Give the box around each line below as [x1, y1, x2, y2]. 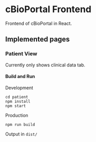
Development [5, 85, 34, 91]
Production [5, 112, 28, 118]
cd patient [5, 94, 28, 99]
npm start [5, 103, 26, 109]
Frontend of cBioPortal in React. [5, 20, 72, 26]
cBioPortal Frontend [5, 4, 91, 15]
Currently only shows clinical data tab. [5, 62, 85, 68]
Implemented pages [5, 35, 70, 44]
